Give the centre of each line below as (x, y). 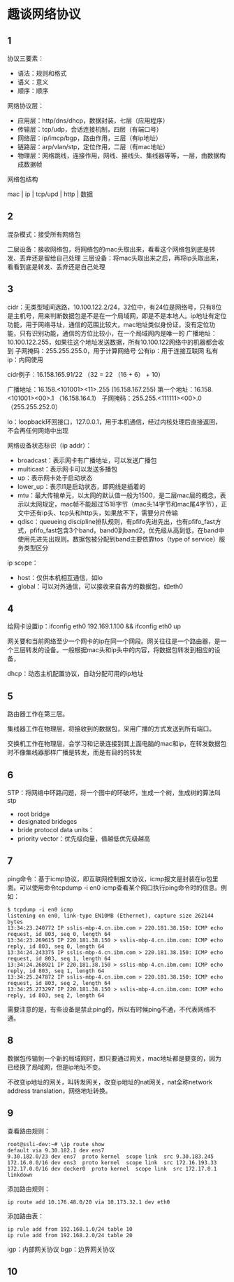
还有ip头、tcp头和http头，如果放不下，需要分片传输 (104, 513)
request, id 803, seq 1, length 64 (59, 958)
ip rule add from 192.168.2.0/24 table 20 (70, 1235)
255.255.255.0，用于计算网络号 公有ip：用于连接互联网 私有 (132, 350)
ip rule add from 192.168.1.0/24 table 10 (70, 1229)
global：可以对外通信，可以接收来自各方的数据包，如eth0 (100, 586)
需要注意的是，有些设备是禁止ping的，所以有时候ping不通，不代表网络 (109, 1009)
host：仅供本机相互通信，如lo (60, 577)
